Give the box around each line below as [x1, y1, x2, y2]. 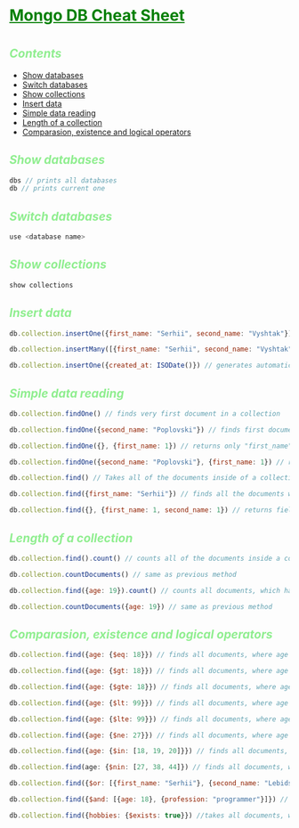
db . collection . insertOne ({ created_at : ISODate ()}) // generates [9, 361, 253, 370]
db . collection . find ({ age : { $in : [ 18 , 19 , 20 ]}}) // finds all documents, [9, 747, 289, 756]
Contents [9, 46, 62, 61]
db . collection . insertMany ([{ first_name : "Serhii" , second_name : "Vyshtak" [9, 345, 293, 354]
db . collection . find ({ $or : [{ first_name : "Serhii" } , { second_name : [9, 779, 261, 788]
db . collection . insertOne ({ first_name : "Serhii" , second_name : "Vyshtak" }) [9, 329, 293, 338]
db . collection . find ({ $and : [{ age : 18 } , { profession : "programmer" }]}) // [9, 795, 289, 804]
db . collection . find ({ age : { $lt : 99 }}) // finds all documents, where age [9, 698, 289, 708]
